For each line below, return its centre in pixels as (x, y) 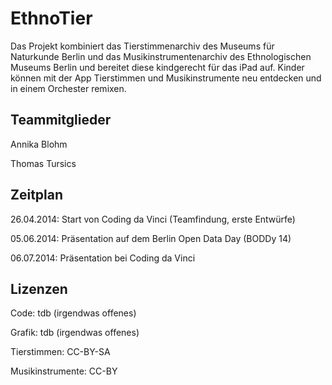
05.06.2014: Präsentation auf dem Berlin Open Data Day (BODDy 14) (151, 238)
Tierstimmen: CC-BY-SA (60, 352)
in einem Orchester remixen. (68, 88)
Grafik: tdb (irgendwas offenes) (75, 333)
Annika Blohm (39, 144)
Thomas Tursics (43, 163)
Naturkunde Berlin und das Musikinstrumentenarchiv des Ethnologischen (161, 56)
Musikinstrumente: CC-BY (64, 371)
